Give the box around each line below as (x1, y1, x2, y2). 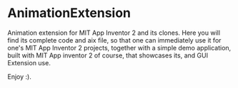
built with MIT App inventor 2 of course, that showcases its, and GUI (7, 51, 209, 60)
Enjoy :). (7, 72, 32, 81)
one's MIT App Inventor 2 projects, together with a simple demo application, (7, 43, 232, 52)
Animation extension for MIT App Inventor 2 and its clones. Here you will (7, 28, 220, 37)
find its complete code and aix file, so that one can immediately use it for (7, 35, 222, 44)
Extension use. (7, 58, 51, 67)
